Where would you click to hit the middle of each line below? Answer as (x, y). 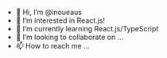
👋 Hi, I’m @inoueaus (49, 12)
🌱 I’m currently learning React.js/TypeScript (87, 29)
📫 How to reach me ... (52, 46)
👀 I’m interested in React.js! (60, 20)
